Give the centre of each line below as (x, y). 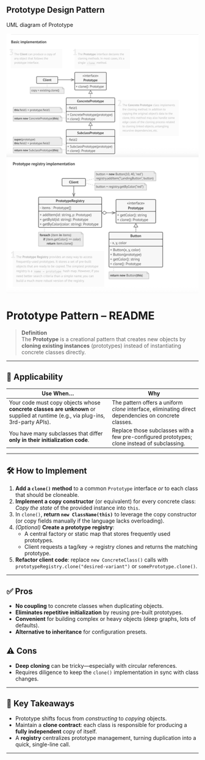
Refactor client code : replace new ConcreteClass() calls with (92, 560)
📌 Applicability (35, 377)
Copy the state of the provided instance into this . (77, 508)
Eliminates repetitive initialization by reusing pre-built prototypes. (99, 612)
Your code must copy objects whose (55, 402)
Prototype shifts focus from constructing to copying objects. (91, 718)
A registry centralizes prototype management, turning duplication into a (106, 737)
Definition (34, 333)
